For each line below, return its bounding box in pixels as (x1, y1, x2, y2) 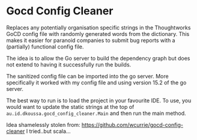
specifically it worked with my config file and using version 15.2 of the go (6, 79, 187, 86)
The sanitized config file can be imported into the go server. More (6, 72, 169, 80)
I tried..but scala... (26, 127, 71, 135)
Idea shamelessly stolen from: (6, 121, 80, 128)
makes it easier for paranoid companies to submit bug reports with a (6, 36, 175, 44)
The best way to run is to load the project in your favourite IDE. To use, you (6, 97, 192, 104)
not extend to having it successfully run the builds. (6, 61, 132, 68)
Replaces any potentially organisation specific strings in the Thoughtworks (6, 24, 191, 31)
